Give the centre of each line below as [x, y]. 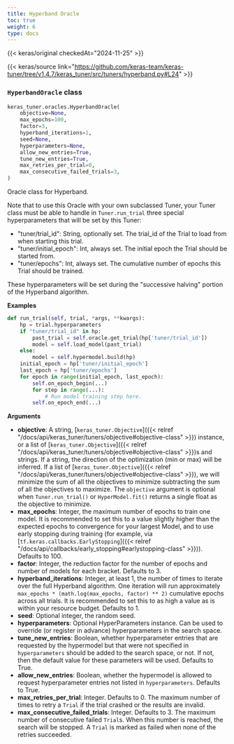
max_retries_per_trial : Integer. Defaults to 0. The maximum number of [119, 698]
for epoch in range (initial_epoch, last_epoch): [92, 377]
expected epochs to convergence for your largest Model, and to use [116, 526]
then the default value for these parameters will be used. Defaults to [115, 660]
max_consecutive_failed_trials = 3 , [70, 172]
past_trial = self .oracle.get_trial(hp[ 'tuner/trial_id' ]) [120, 338]
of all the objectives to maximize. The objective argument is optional [116, 489]
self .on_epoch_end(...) [67, 403]
